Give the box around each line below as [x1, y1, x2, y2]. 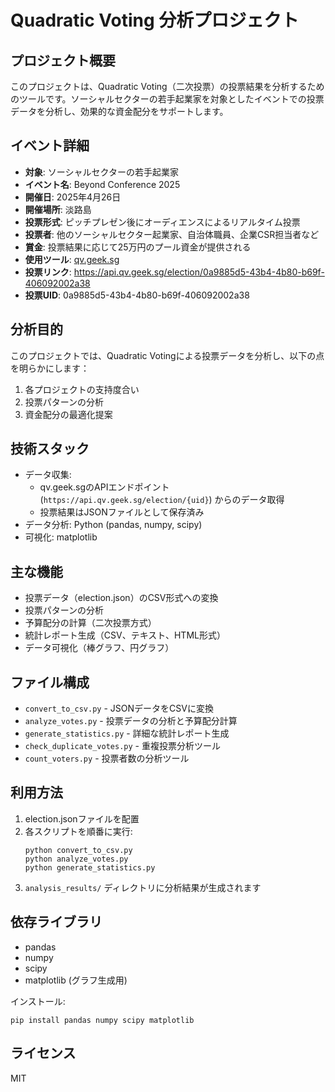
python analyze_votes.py [24, 854, 129, 864]
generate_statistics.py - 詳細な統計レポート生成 [24, 727, 230, 740]
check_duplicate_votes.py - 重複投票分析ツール [24, 740, 221, 752]
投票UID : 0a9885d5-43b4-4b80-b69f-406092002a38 [24, 289, 250, 301]
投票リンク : [24, 266, 72, 278]
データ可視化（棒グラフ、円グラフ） [24, 642, 175, 654]
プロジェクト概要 [10, 52, 116, 69]
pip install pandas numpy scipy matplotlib [10, 1015, 195, 1025]
